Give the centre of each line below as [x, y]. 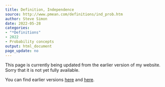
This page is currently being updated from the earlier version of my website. [83, 65]
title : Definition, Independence [40, 10]
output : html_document [28, 46]
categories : [17, 28]
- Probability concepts [30, 42]
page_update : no [22, 51]
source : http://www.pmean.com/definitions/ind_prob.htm [64, 14]
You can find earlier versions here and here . [50, 80]
